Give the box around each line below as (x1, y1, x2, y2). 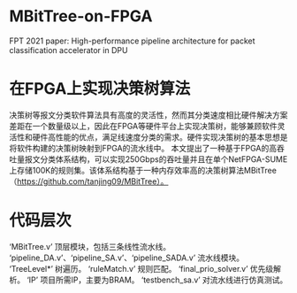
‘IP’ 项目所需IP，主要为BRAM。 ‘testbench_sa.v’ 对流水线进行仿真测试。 (26, 274, 288, 285)
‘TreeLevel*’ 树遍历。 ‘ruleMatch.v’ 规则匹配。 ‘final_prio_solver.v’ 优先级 (9, 263, 274, 274)
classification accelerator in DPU (9, 44, 128, 55)
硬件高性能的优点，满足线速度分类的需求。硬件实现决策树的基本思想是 (32, 131, 288, 143)
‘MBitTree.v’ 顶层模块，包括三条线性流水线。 (9, 241, 171, 251)
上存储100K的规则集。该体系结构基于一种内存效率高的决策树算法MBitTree (9, 165, 277, 175)
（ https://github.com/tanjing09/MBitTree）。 (9, 175, 169, 187)
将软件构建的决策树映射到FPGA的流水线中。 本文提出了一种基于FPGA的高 (9, 143, 277, 153)
